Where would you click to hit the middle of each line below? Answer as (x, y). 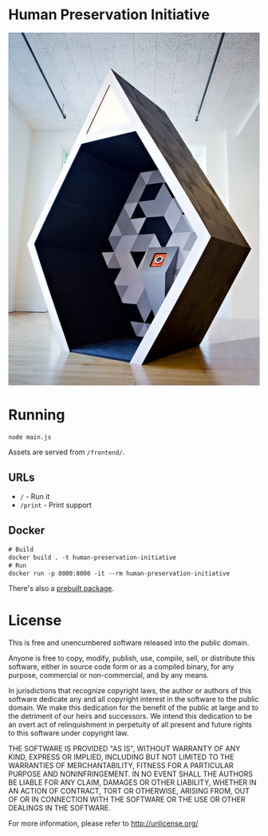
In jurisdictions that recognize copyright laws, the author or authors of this (130, 691)
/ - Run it (35, 497)
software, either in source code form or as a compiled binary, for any (121, 667)
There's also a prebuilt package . (61, 588)
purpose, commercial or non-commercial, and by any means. (108, 676)
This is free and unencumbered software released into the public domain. (129, 643)
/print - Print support (55, 505)
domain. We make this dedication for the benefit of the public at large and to (134, 707)
